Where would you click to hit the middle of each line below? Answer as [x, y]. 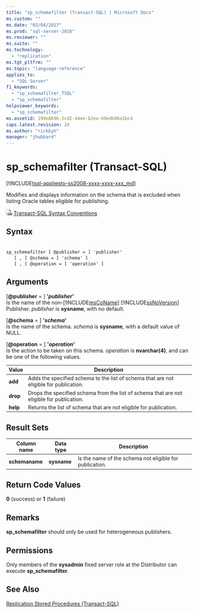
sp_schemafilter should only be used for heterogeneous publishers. [89, 532]
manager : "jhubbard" [32, 137]
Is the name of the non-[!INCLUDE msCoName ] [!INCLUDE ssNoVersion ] [93, 302]
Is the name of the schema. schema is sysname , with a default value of [93, 326]
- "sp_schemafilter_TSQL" [43, 94]
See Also [23, 590]
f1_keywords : [22, 87]
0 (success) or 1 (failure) [36, 499]
